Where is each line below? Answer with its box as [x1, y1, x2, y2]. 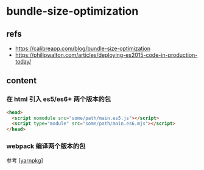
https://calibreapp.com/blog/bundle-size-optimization [15, 45, 151, 52]
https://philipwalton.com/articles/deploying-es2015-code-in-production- [15, 51, 198, 59]
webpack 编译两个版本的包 [6, 142, 86, 150]
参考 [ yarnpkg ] [6, 157, 44, 164]
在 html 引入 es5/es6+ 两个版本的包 [6, 95, 111, 103]
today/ [15, 58, 32, 65]
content [6, 75, 37, 86]
